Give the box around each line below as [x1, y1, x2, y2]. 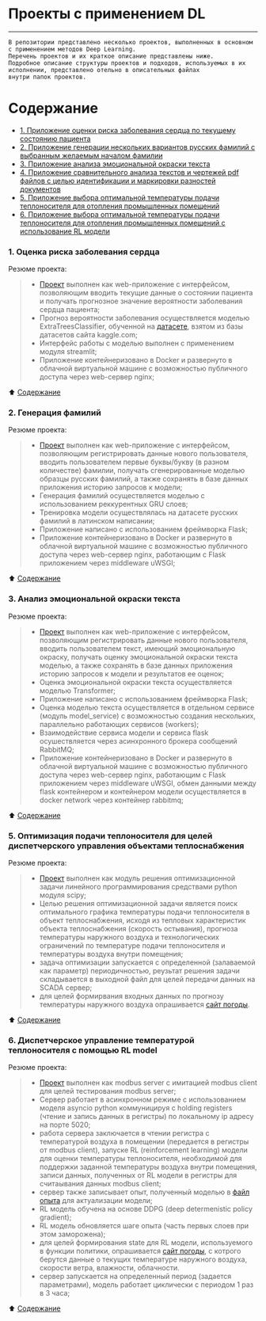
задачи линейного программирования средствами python [39, 882, 237, 892]
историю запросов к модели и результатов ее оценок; [39, 668, 224, 678]
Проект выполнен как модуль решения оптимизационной [39, 874, 236, 883]
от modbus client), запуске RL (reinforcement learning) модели [39, 1145, 248, 1155]
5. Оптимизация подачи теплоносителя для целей [8, 830, 213, 841]
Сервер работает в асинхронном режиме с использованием [39, 1094, 247, 1105]
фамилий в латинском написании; [39, 516, 155, 526]
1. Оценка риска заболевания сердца [8, 246, 160, 257]
